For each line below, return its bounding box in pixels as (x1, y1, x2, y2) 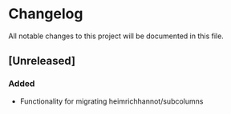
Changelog (8, 5, 83, 23)
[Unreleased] (8, 54, 76, 68)
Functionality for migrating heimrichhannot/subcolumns (19, 96, 204, 106)
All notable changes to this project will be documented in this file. (8, 31, 225, 41)
